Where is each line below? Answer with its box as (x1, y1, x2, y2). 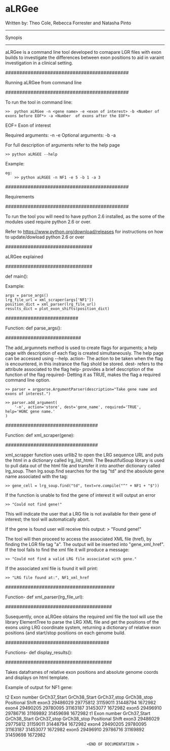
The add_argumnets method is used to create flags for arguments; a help (5, 345, 158, 351)
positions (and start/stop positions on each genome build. (5, 630, 125, 636)
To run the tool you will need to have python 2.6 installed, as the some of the (5, 213, 165, 219)
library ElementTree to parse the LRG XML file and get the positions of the (5, 619, 159, 625)
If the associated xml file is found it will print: (5, 565, 99, 571)
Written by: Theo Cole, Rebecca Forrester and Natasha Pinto (5, 20, 132, 26)
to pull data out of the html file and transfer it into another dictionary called (5, 462, 160, 468)
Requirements (5, 193, 34, 199)
